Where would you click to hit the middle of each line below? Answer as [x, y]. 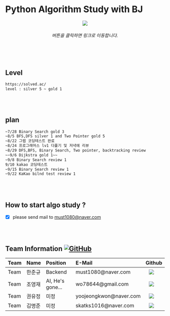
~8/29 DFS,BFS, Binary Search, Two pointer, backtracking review [75, 150]
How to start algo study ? [46, 205]
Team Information [34, 248]
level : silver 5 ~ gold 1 [34, 89]
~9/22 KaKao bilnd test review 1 [40, 174]
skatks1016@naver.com [105, 305]
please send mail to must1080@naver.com [57, 217]
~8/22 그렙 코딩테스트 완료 [30, 141]
